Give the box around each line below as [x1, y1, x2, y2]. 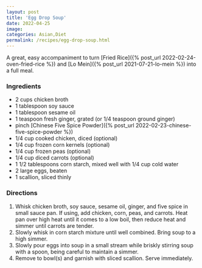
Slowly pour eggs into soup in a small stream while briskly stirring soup [15, 241, 193, 249]
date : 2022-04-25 [6, 20, 50, 26]
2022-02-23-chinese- [136, 122, 192, 129]
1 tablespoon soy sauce [15, 102, 75, 110]
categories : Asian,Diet [6, 32, 67, 38]
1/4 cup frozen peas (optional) [15, 147, 91, 155]
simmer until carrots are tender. [15, 222, 94, 229]
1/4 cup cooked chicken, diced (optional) [15, 135, 118, 142]
